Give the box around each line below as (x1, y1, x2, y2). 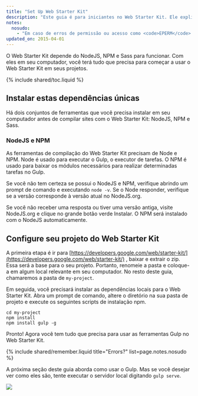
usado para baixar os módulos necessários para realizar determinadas (6, 162, 177, 169)
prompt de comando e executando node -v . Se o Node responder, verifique (6, 186, 189, 194)
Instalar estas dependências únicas (6, 93, 140, 103)
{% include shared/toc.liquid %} (6, 76, 84, 83)
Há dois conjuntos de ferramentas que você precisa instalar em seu (6, 109, 171, 116)
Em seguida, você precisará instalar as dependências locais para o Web (6, 286, 181, 293)
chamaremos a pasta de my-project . (6, 274, 94, 281)
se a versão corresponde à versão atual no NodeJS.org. (6, 192, 142, 199)
